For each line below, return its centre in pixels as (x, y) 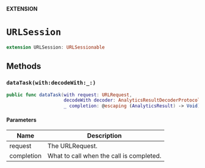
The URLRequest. (72, 146)
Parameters (21, 120)
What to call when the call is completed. (104, 156)
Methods (24, 66)
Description (104, 136)
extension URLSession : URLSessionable (56, 47)
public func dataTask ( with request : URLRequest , (69, 95)
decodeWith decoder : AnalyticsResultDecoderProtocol (132, 100)
